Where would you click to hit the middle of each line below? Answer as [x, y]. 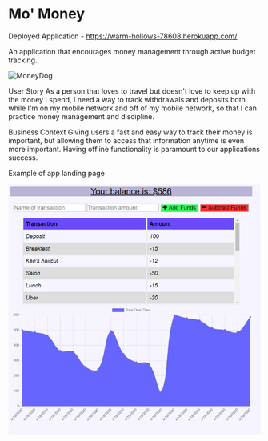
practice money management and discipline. [81, 116]
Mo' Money [47, 14]
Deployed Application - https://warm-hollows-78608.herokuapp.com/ [123, 36]
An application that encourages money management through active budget [132, 51]
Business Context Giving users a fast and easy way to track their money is [130, 132]
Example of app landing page [57, 173]
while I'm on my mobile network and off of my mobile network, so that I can [133, 108]
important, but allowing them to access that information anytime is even [126, 140]
